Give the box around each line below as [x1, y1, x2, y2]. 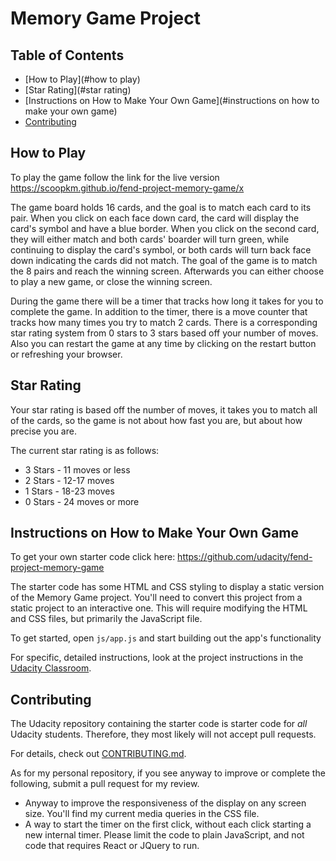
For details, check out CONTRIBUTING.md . [10, 748, 187, 760]
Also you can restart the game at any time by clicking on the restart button [10, 337, 317, 349]
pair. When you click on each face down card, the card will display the [10, 212, 300, 224]
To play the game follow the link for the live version [10, 171, 220, 183]
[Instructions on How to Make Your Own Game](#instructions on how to [24, 95, 320, 106]
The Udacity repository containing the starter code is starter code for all [10, 718, 308, 730]
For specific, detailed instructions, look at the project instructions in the [10, 652, 304, 664]
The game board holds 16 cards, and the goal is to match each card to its [10, 201, 312, 213]
